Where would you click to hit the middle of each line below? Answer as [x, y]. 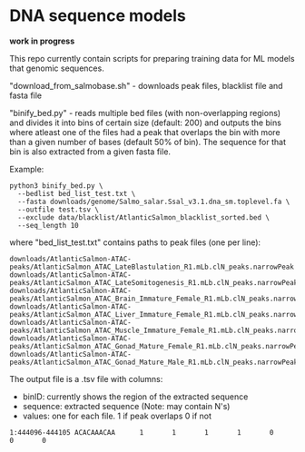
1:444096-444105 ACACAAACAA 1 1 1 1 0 [142, 432]
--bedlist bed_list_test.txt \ [77, 193]
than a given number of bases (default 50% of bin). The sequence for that [148, 142]
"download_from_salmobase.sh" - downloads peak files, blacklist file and [146, 85]
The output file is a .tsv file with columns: [86, 378]
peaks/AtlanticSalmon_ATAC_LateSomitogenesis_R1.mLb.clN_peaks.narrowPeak [154, 282]
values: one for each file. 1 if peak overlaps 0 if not [117, 416]
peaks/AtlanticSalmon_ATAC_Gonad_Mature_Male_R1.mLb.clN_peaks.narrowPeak [154, 362]
